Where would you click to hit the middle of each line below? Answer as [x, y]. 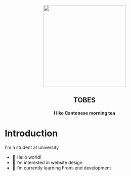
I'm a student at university [32, 147]
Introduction [31, 133]
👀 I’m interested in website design [47, 162]
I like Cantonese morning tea [84, 113]
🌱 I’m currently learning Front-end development [61, 168]
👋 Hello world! [27, 157]
